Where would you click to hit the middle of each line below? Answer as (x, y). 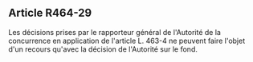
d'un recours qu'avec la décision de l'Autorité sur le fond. (103, 49)
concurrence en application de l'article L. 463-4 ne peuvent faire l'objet (127, 41)
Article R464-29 (50, 13)
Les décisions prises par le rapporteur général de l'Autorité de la (114, 32)
